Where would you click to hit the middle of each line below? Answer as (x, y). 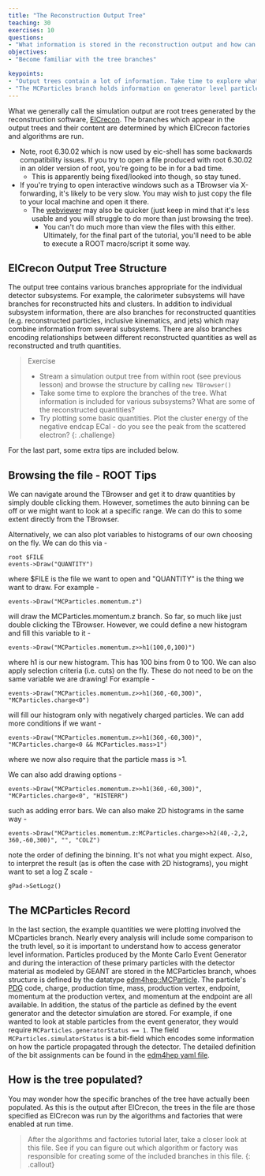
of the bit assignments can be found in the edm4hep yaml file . (109, 1055)
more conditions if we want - (55, 723)
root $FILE (26, 558)
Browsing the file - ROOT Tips (82, 475)
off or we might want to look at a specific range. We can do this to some (125, 511)
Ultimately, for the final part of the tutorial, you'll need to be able (147, 235)
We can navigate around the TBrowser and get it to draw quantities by (122, 495)
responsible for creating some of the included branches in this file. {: (139, 1155)
